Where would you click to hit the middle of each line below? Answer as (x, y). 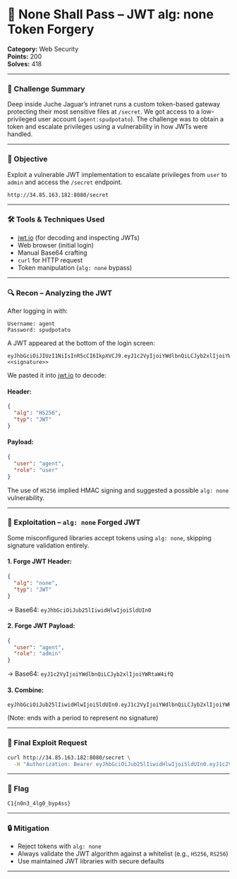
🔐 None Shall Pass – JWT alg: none (110, 14)
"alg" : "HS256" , (37, 413)
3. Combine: (26, 690)
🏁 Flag (18, 789)
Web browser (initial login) (55, 245)
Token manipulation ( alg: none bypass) (75, 267)
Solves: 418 (25, 63)
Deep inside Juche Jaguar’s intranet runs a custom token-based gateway (114, 104)
